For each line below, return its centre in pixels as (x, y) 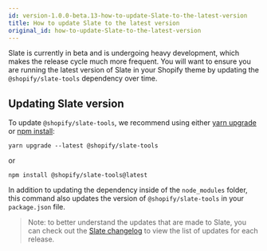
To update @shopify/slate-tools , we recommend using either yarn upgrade (132, 123)
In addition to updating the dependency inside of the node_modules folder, (128, 190)
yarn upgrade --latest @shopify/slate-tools (83, 146)
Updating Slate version (67, 103)
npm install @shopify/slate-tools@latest (78, 175)
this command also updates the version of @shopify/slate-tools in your (126, 198)
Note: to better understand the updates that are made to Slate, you (137, 222)
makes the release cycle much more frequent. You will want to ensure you (130, 61)
